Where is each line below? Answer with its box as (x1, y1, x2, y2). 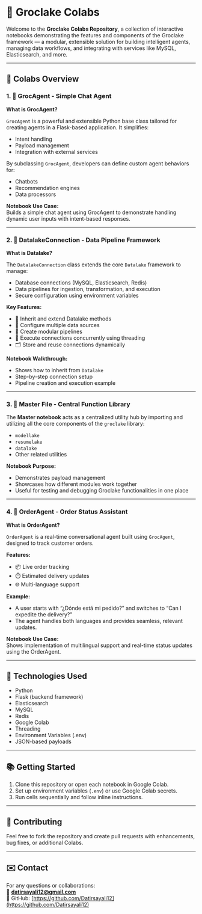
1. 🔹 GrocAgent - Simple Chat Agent (6, 92, 112, 100)
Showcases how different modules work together (14, 480, 137, 488)
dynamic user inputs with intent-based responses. (6, 215, 130, 222)
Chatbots (14, 177, 38, 185)
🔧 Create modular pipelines (14, 328, 83, 335)
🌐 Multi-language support (14, 580, 80, 588)
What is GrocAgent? (6, 105, 58, 113)
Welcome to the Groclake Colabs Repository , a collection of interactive (6, 25, 183, 32)
